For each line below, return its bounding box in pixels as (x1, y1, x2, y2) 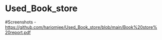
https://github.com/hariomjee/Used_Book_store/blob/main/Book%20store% (5, 24, 157, 30)
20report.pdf (5, 29, 31, 35)
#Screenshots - (5, 19, 36, 25)
